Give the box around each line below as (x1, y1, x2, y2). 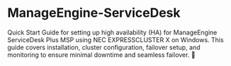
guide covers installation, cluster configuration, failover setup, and (7, 43, 201, 51)
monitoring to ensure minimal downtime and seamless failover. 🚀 (7, 51, 196, 59)
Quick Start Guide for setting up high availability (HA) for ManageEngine (7, 28, 218, 37)
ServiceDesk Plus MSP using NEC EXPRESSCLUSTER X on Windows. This (7, 35, 225, 44)
